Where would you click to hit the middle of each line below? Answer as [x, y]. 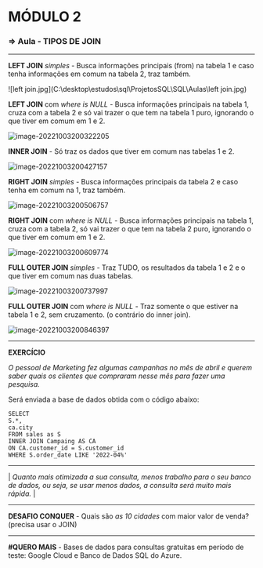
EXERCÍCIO [27, 352]
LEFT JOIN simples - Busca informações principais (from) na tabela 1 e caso [131, 66]
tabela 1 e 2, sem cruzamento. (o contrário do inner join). [99, 315]
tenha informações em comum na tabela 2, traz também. [99, 74]
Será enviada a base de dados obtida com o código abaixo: [104, 399]
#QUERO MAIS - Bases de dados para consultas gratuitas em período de [126, 547]
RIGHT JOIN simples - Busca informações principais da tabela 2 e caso [123, 182]
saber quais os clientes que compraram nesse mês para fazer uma [117, 376]
